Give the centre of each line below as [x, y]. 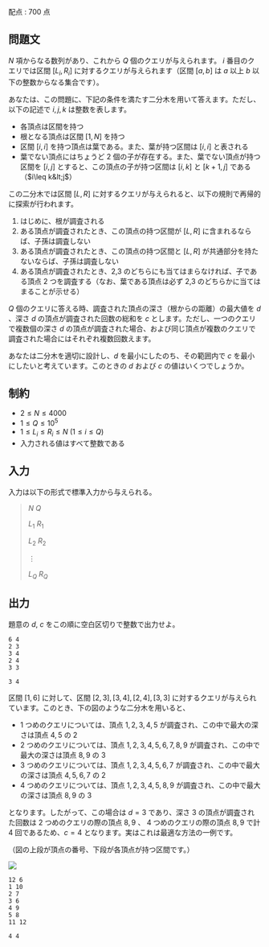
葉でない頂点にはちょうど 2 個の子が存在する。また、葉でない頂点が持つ [140, 156]
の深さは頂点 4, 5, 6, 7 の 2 [63, 775]
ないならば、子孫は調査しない [69, 261]
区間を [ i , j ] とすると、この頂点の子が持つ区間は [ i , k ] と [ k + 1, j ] [124, 167]
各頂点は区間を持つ [52, 126]
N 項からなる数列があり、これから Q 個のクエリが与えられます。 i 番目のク [132, 60]
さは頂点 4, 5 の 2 [49, 735]
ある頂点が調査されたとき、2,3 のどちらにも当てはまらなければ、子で [135, 271]
